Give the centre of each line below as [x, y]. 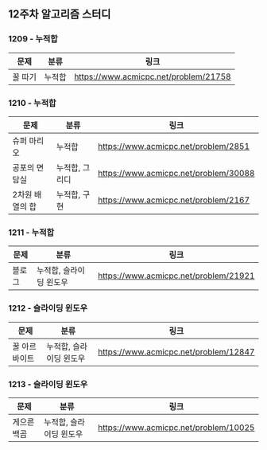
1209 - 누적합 [33, 39]
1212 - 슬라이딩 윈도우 [48, 308]
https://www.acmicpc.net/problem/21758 [153, 76]
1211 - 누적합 [31, 232]
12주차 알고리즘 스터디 [60, 14]
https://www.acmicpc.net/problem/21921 [176, 276]
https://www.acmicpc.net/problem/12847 [176, 351]
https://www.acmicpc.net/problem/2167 [174, 200]
